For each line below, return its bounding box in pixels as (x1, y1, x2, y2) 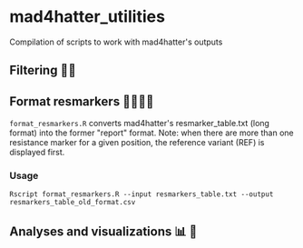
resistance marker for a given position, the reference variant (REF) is (9, 137, 265, 148)
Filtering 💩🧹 (9, 63, 77, 78)
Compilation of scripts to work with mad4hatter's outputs (9, 36, 223, 47)
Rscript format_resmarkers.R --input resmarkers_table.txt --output (9, 190, 274, 199)
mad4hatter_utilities (9, 6, 166, 27)
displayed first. (9, 147, 65, 158)
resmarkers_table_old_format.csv (9, 198, 136, 207)
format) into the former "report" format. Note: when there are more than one (9, 127, 294, 138)
